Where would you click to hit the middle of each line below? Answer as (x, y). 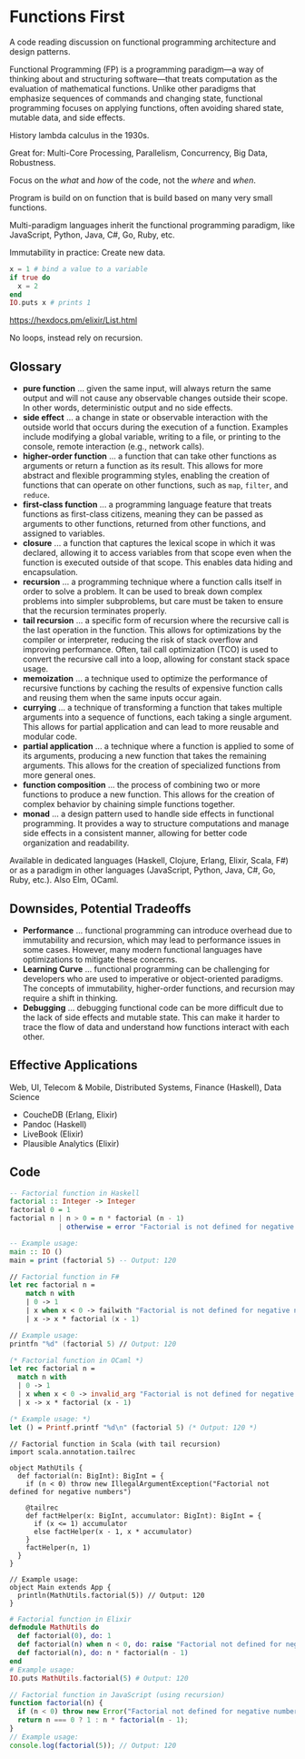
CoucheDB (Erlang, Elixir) (70, 1114)
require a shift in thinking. (70, 997)
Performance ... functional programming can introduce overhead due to (157, 930)
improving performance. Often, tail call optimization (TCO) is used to (150, 650)
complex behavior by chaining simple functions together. (129, 804)
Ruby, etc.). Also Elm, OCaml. (64, 880)
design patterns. (40, 51)
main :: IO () (36, 1252)
